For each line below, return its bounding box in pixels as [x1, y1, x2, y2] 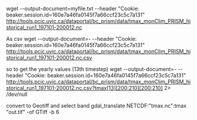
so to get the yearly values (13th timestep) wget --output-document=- [6, 66, 177, 73]
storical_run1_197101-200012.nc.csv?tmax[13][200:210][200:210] [6, 85, 163, 91]
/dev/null [6, 91, 28, 98]
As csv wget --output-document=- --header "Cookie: [6, 35, 137, 42]
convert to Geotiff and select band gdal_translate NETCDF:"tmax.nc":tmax [6, 102, 187, 109]
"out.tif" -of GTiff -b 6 [6, 109, 60, 115]
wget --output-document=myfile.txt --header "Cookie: [6, 5, 140, 12]
